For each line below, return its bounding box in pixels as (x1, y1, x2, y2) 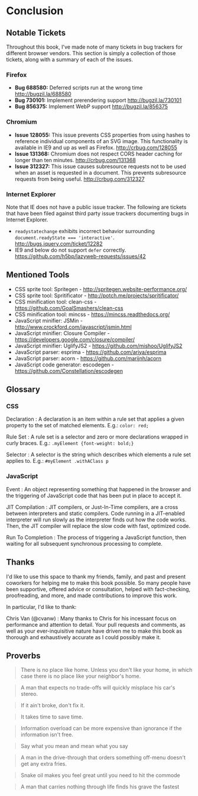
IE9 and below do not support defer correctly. (14, 246, 126, 253)
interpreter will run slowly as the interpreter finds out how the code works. (6, 516, 187, 523)
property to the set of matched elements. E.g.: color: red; (6, 422, 149, 429)
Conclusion (6, 4, 64, 18)
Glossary (6, 385, 40, 395)
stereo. (20, 691, 38, 698)
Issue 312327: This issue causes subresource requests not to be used (14, 163, 186, 170)
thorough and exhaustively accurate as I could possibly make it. (6, 633, 161, 640)
